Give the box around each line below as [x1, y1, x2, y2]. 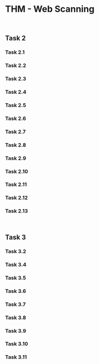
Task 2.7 [5, 128, 26, 135]
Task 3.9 [5, 327, 26, 334]
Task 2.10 [5, 168, 29, 175]
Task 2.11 [5, 181, 27, 188]
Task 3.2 [5, 248, 26, 255]
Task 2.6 [5, 115, 26, 122]
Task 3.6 [5, 288, 26, 294]
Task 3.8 [5, 314, 26, 321]
